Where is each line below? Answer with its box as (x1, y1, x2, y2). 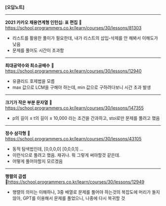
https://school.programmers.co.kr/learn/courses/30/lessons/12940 (5, 68, 142, 74)
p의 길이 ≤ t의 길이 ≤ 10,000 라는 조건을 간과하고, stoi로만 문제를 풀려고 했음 (12, 115, 160, 121)
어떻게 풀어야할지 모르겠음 (12, 158, 63, 164)
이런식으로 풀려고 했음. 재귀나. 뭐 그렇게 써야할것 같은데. (12, 152, 121, 158)
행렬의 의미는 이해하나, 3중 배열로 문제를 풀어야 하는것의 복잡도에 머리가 (12, 189, 151, 195)
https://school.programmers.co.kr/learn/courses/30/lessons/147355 (5, 105, 144, 111)
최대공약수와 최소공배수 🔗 (5, 63, 54, 68)
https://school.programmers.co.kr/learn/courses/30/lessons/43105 (5, 136, 142, 141)
